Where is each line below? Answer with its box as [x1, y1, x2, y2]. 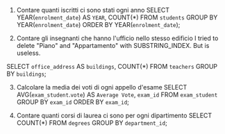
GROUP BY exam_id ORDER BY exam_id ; [16, 98, 130, 106]
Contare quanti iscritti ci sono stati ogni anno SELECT [16, 6, 170, 14]
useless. [16, 49, 41, 57]
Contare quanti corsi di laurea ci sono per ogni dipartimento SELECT [16, 111, 212, 119]
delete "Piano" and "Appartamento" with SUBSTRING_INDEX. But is [16, 42, 210, 49]
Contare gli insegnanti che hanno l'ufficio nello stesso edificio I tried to [16, 34, 219, 42]
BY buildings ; [6, 69, 47, 78]
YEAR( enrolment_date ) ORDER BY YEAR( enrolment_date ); [16, 21, 181, 28]
